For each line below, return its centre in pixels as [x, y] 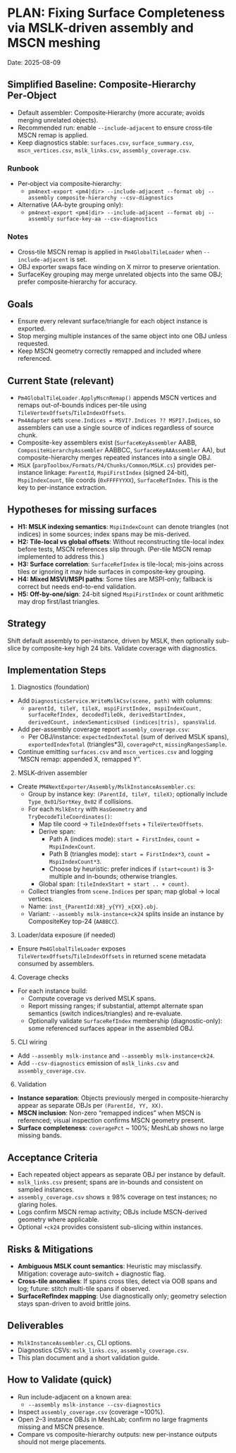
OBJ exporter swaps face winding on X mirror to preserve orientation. [119, 267]
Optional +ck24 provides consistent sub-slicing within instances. [110, 1227]
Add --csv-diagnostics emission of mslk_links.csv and [98, 1063]
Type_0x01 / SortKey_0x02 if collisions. [80, 802]
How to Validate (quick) [60, 1380]
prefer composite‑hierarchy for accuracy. [77, 282]
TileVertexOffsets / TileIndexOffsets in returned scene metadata [112, 956]
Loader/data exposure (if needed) [67, 935]
